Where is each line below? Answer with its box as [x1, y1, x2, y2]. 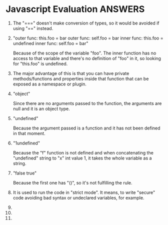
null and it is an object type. [12, 105, 70, 111]
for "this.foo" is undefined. [12, 60, 68, 66]
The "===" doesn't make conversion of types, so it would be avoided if [12, 20, 159, 26]
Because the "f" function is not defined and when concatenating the [12, 149, 154, 155]
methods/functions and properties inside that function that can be [12, 75, 149, 81]
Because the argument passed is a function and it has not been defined [12, 125, 160, 131]
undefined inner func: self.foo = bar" [12, 40, 89, 46]
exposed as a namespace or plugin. [12, 81, 87, 87]
